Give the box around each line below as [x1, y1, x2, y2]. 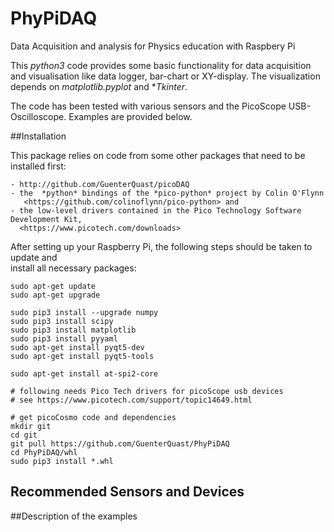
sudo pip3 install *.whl [10, 456, 114, 466]
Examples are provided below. [68, 110, 193, 122]
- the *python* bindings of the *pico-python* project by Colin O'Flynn [10, 188, 325, 198]
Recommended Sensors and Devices [10, 483, 245, 501]
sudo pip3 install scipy [10, 316, 114, 326]
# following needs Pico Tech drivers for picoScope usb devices [10, 386, 284, 396]
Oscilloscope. [10, 110, 67, 122]
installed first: [10, 160, 67, 172]
